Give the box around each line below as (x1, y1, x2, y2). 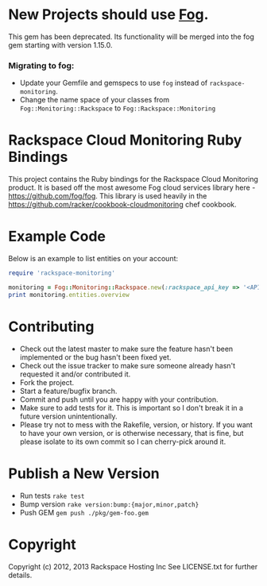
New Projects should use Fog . (8, 6, 209, 24)
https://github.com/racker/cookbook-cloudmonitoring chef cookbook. (8, 200, 237, 210)
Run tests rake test (19, 491, 85, 500)
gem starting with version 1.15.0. (8, 40, 113, 49)
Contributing (8, 318, 95, 335)
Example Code (8, 228, 106, 245)
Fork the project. (19, 377, 75, 387)
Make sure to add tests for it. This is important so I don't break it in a (19, 403, 244, 412)
